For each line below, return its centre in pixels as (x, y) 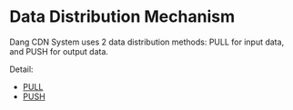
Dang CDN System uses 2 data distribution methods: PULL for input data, (147, 42)
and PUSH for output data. (59, 51)
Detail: (21, 69)
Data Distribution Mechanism (122, 17)
